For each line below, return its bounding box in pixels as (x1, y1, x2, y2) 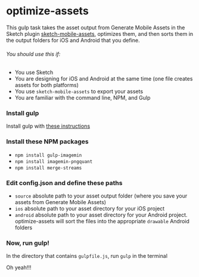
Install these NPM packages (6, 137, 89, 146)
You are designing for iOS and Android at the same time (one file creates (14, 75, 193, 82)
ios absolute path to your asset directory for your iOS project (14, 205, 165, 213)
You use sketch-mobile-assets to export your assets (14, 88, 144, 95)
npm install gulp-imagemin (14, 152, 82, 158)
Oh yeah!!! (6, 264, 32, 271)
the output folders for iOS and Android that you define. (6, 36, 140, 44)
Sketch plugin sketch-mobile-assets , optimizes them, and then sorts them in (6, 30, 194, 37)
